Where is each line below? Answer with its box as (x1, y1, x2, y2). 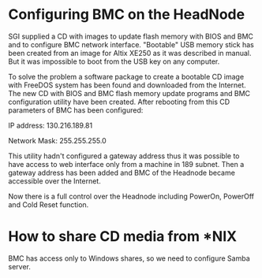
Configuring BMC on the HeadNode (8, 6, 245, 24)
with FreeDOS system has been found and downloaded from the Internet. (8, 80, 246, 90)
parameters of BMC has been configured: (8, 105, 144, 115)
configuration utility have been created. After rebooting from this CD (8, 97, 230, 106)
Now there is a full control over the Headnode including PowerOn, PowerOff (8, 191, 255, 201)
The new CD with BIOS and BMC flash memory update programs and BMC (8, 88, 251, 98)
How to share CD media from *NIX (8, 228, 238, 246)
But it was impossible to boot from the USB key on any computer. (8, 57, 220, 66)
